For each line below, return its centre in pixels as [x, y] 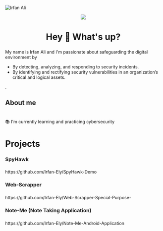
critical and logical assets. [39, 77]
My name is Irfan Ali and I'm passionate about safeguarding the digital [77, 52]
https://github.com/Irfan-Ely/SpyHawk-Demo [51, 172]
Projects [23, 144]
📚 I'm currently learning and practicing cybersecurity [60, 122]
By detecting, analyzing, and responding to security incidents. [76, 67]
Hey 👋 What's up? [83, 37]
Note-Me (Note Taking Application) [48, 211]
